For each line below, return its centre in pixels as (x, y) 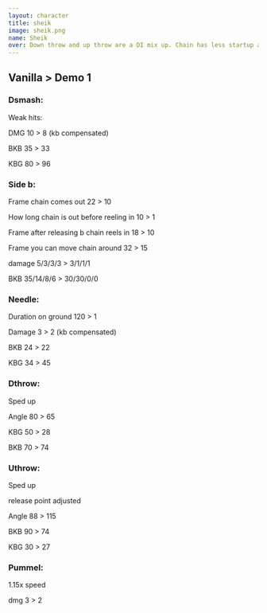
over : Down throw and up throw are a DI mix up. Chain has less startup (131, 45)
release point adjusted (45, 501)
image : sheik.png (37, 30)
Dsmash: (26, 100)
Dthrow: (24, 384)
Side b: (22, 184)
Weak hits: (25, 117)
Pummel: (26, 568)
